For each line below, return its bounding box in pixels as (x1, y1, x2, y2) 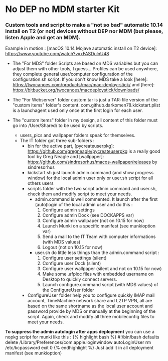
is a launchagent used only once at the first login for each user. (12, 107, 143, 113)
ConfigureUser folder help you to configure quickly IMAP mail (27, 292, 155, 298)
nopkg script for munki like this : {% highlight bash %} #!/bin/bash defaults (5, 334, 159, 340)
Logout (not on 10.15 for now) (42, 245, 103, 251)
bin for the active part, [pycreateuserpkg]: (27, 143, 114, 149)
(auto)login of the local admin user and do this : (35, 202, 133, 208)
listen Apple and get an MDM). (5, 34, 81, 41)
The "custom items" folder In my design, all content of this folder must (12, 117, 158, 124)
